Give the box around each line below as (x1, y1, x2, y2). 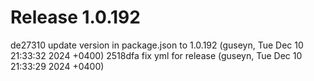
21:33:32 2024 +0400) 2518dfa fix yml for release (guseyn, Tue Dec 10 (10, 49, 303, 61)
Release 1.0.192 (10, 6, 141, 29)
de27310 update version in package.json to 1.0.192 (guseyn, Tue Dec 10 (10, 39, 304, 51)
